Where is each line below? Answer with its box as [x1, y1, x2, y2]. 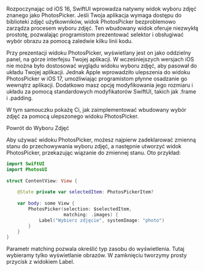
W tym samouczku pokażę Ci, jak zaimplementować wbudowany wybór [6, 106, 187, 113]
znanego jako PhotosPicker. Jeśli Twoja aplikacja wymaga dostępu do [6, 12, 181, 19]
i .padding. [6, 94, 33, 101]
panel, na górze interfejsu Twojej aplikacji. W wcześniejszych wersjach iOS [6, 56, 194, 63]
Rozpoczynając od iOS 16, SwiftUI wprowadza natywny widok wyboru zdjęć [6, 5, 197, 12]
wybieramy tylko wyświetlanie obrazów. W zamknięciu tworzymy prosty [6, 252, 187, 259]
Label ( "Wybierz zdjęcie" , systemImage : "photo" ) [38, 217, 165, 224]
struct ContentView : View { [6, 177, 78, 184]
